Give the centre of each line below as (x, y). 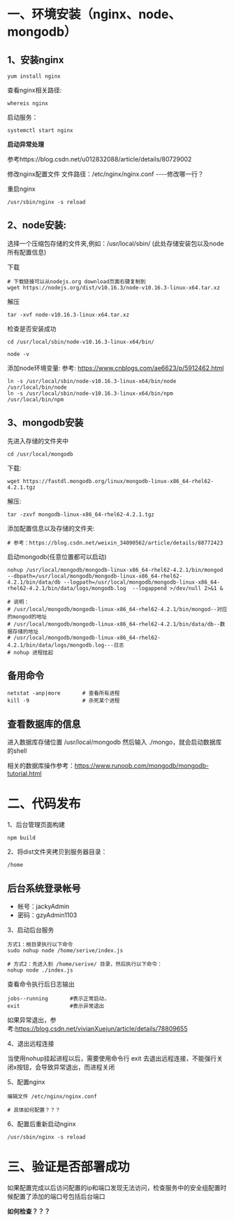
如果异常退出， (29, 1020)
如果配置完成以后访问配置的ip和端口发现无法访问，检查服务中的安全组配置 (114, 1187)
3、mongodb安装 (45, 423)
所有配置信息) (27, 252)
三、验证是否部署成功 (69, 1167)
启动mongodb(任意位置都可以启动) (57, 556)
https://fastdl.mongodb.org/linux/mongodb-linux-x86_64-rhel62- (118, 481)
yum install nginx (34, 76)
